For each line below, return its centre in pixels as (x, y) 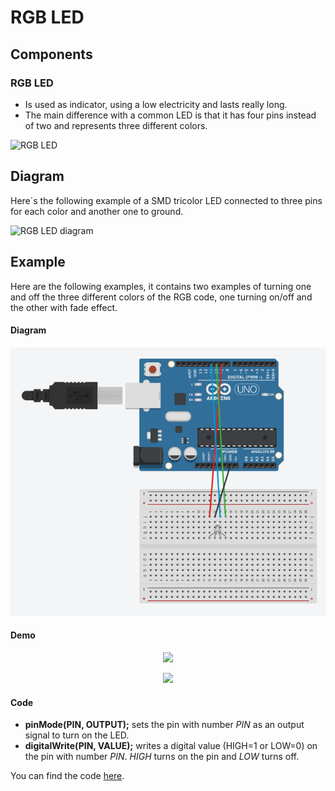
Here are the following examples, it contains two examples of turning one (161, 286)
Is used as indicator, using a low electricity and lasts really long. (156, 104)
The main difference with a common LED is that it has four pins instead (170, 115)
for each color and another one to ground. (97, 211)
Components (51, 54)
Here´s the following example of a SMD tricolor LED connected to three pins (166, 200)
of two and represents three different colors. (116, 125)
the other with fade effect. (64, 307)
